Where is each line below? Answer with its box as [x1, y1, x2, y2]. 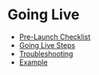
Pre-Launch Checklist [18, 32, 91, 41]
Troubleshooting [18, 49, 73, 58]
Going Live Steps [18, 40, 76, 49]
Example [18, 57, 49, 67]
